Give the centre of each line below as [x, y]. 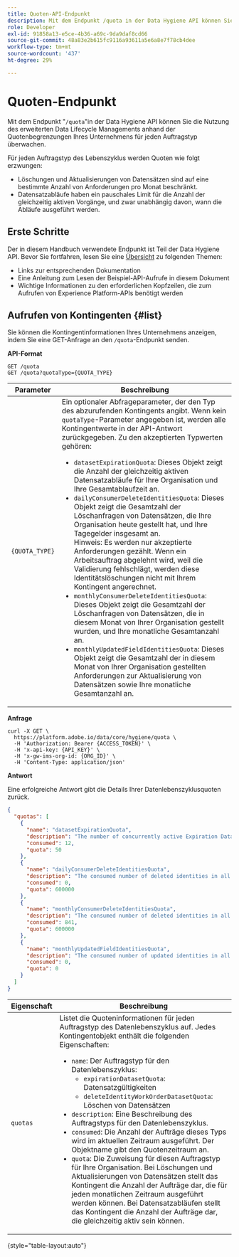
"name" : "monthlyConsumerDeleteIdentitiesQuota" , [101, 909]
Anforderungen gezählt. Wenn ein [130, 551]
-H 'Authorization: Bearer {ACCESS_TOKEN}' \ [83, 744]
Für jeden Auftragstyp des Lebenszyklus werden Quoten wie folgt [104, 158]
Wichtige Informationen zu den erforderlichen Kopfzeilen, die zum [115, 285]
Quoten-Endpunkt [62, 101]
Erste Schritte [38, 232]
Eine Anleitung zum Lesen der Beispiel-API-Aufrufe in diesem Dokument [123, 277]
